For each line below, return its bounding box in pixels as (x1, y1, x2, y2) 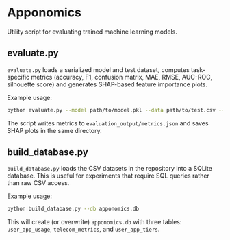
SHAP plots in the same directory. (7, 126, 102, 134)
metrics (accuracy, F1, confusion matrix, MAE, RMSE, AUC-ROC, (31, 73, 213, 81)
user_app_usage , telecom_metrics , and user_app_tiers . (7, 225, 160, 234)
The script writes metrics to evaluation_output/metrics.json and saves (7, 119, 209, 128)
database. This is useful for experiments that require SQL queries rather (7, 171, 210, 180)
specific (7, 73, 30, 81)
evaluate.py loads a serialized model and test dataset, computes (7, 65, 190, 73)
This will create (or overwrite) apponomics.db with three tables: (7, 218, 182, 226)
